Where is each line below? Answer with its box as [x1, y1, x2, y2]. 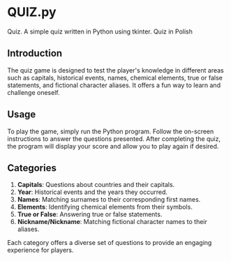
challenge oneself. [7, 88, 61, 96]
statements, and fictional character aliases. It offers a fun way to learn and [7, 81, 221, 89]
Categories [7, 162, 57, 174]
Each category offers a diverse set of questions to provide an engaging [7, 239, 212, 247]
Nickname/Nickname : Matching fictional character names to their [17, 218, 208, 226]
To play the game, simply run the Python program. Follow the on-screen [7, 127, 214, 135]
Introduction [7, 47, 63, 59]
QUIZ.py [7, 4, 57, 20]
